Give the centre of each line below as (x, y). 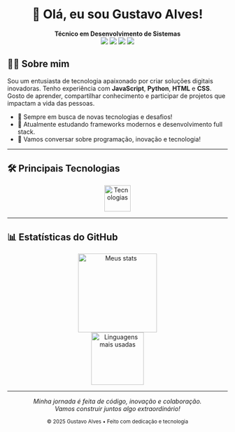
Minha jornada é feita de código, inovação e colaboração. (117, 401)
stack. (26, 132)
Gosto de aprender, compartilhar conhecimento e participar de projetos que (116, 96)
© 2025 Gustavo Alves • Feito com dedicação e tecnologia (117, 422)
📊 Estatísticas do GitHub (63, 237)
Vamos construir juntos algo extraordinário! (117, 409)
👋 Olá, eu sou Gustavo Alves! (117, 14)
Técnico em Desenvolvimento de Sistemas (117, 34)
